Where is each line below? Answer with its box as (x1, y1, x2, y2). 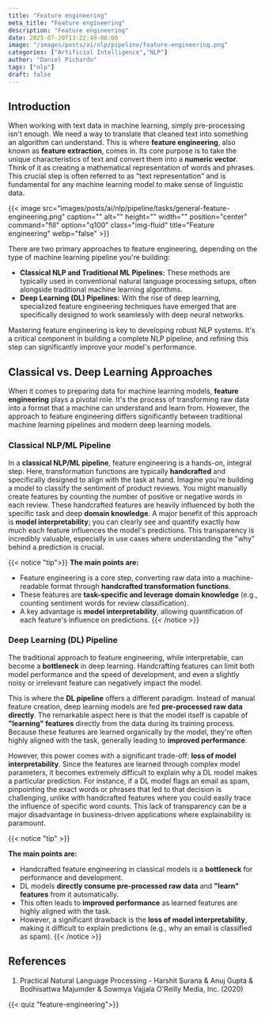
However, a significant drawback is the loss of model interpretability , (19, 915, 248, 924)
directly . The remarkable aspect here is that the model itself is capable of (8, 710, 248, 720)
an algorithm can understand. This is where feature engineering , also (8, 138, 236, 147)
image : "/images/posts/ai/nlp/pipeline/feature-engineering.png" (8, 41, 228, 49)
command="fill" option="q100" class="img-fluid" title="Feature (8, 220, 215, 230)
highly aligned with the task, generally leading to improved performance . (8, 735, 248, 745)
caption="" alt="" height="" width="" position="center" (66, 212, 248, 222)
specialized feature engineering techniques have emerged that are (19, 302, 237, 312)
